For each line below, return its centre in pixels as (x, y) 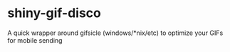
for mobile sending (35, 40)
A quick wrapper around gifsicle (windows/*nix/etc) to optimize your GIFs (115, 33)
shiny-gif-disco (54, 13)
